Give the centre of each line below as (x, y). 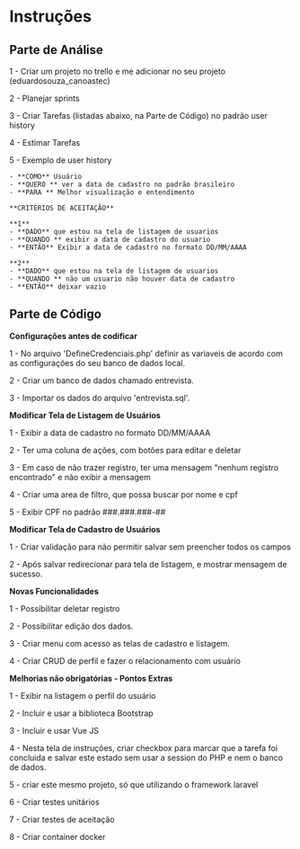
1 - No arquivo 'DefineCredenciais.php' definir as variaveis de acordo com (146, 353)
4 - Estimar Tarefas (45, 143)
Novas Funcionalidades (54, 591)
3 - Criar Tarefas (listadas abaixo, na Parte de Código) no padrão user (138, 116)
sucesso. (26, 574)
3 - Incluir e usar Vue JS (54, 730)
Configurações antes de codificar (73, 335)
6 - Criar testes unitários (55, 801)
